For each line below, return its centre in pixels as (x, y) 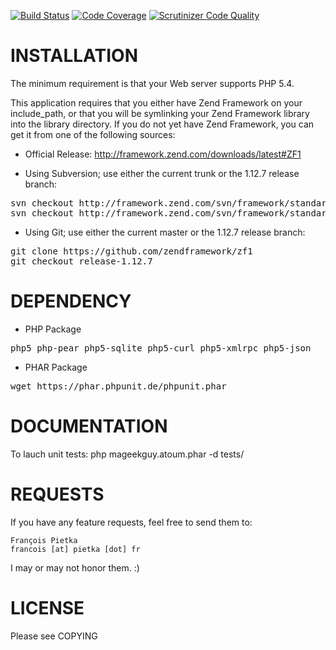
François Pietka (44, 540)
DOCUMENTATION (89, 426)
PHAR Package (56, 367)
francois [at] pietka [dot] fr (75, 549)
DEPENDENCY (71, 301)
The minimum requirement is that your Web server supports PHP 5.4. (152, 83)
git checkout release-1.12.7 (81, 261)
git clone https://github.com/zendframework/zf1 (131, 251)
